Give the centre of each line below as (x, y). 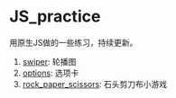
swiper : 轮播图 (49, 61)
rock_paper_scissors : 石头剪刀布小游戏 (95, 84)
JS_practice (55, 17)
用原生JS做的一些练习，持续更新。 (74, 42)
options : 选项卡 (51, 73)
